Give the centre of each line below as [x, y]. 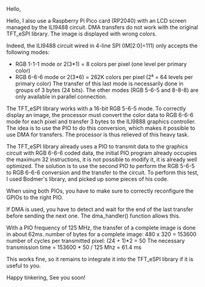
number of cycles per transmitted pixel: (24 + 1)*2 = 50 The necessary [96, 241]
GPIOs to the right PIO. [35, 197]
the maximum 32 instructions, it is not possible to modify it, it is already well [102, 159]
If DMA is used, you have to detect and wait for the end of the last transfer [100, 209]
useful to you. [24, 266]
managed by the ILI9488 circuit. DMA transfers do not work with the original [102, 27]
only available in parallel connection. [61, 97]
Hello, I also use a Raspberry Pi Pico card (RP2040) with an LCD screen [96, 21]
